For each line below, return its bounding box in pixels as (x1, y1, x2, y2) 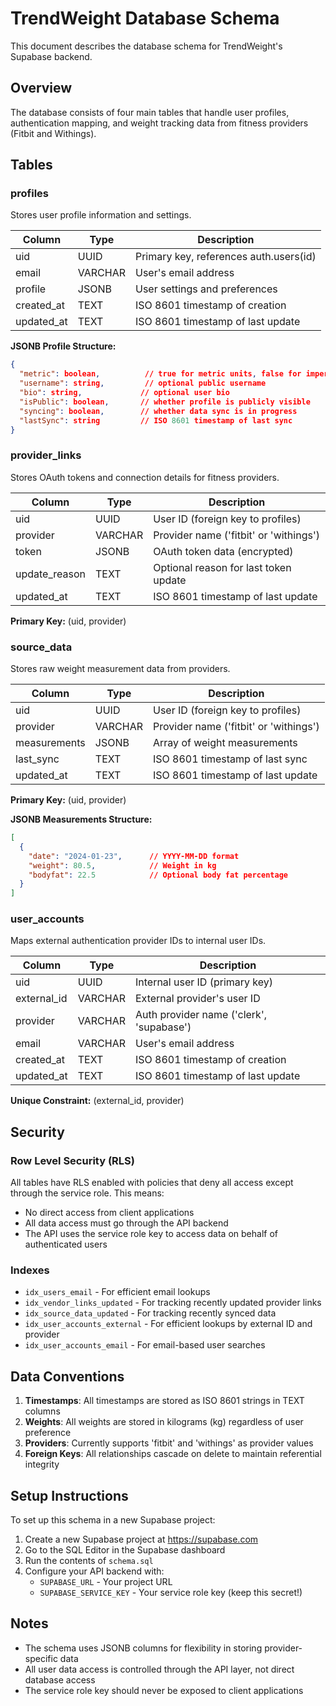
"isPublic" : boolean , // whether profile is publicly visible (19, 397, 311, 407)
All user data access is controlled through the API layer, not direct (24, 1663, 295, 1675)
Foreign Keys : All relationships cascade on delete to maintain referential (24, 1448, 322, 1460)
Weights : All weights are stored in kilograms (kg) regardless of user (24, 1416, 304, 1428)
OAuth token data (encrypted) (153, 544, 294, 558)
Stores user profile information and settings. (10, 209, 192, 221)
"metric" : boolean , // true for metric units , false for (19, 369, 302, 379)
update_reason (15, 567, 86, 581)
